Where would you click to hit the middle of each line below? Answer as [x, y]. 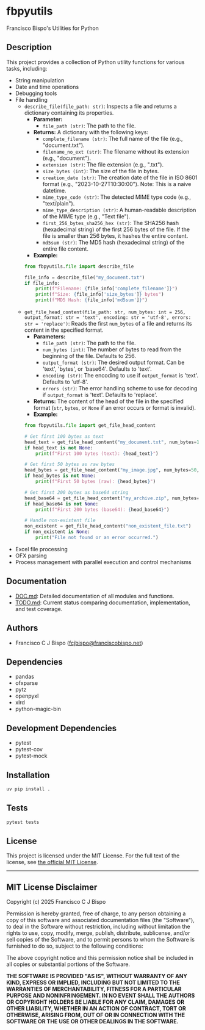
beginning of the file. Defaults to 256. [89, 356]
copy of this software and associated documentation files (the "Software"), [101, 920]
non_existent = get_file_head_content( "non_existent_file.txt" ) [108, 526]
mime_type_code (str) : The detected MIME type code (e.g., [117, 197]
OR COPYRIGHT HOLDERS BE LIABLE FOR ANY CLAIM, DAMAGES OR [95, 1002]
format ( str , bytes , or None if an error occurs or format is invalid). [115, 408]
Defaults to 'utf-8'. [65, 382]
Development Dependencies [62, 728]
